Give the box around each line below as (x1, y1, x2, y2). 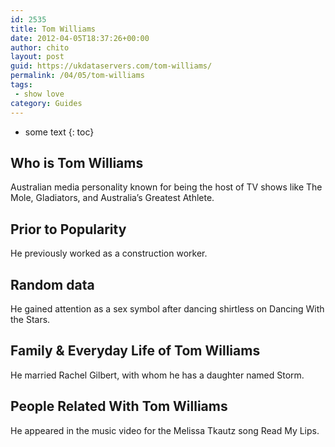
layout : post (10, 52, 65, 62)
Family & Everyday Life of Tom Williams (10, 342, 261, 360)
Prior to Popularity (10, 221, 127, 238)
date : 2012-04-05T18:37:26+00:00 (10, 33, 150, 43)
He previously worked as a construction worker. (10, 247, 208, 260)
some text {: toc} (24, 126, 95, 138)
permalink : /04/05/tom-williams (10, 71, 145, 81)
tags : (10, 80, 33, 90)
